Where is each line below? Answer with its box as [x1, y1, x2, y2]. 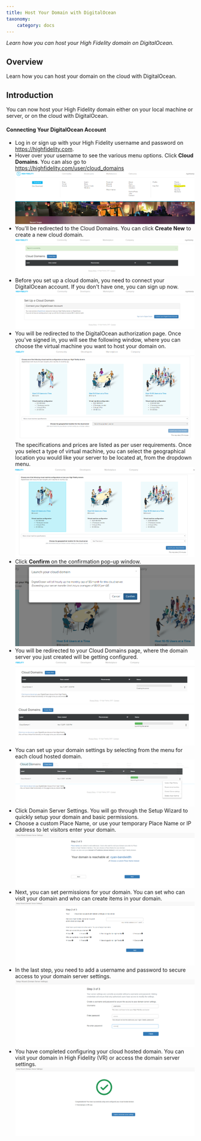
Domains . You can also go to [14, 159, 87, 166]
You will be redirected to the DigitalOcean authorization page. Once [14, 330, 181, 337]
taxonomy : [6, 16, 31, 22]
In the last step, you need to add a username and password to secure [14, 966, 187, 973]
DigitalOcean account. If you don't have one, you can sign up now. [14, 283, 179, 290]
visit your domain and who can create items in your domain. [14, 894, 163, 902]
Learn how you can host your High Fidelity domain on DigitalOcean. [6, 39, 174, 47]
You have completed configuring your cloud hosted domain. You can [14, 1048, 184, 1055]
